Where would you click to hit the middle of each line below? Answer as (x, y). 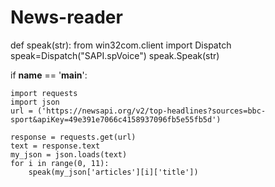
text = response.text (55, 146)
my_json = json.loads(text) (69, 154)
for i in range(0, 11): (60, 163)
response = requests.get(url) (73, 137)
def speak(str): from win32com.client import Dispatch (121, 45)
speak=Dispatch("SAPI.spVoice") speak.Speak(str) (115, 55)
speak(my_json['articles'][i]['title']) (113, 172)
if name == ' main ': (49, 75)
